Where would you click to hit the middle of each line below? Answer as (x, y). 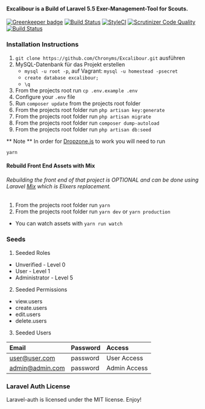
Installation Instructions (43, 45)
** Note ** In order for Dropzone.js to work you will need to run (86, 141)
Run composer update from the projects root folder (78, 103)
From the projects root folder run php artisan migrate (83, 116)
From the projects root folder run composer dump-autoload (87, 123)
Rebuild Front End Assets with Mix (51, 166)
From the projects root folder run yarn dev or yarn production (93, 212)
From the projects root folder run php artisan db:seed (83, 129)
